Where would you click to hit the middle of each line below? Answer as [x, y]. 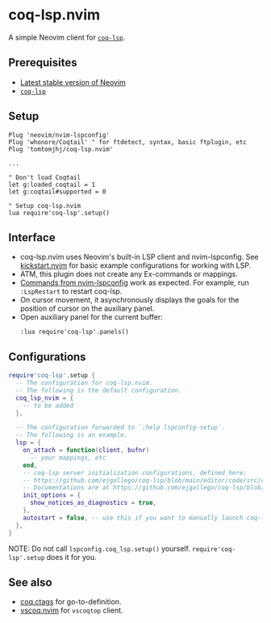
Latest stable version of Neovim [73, 82]
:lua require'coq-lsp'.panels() [74, 332]
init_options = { [52, 495]
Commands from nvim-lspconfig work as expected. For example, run [135, 283]
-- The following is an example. [72, 435]
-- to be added [48, 405]
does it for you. [71, 557]
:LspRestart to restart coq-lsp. [71, 291]
